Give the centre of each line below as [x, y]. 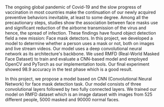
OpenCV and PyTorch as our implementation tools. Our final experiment [77, 64]
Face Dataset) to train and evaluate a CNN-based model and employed [77, 59]
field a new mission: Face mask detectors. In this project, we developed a [79, 38]
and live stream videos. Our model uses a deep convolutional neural [73, 49]
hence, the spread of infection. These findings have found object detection [81, 33]
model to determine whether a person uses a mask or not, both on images [80, 43]
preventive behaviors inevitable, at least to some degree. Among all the [77, 17]
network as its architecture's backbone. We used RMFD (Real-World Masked [82, 54]
